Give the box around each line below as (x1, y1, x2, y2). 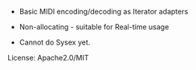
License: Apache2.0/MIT (7, 53, 89, 62)
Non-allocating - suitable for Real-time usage (18, 22, 169, 31)
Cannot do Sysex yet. (18, 37, 91, 47)
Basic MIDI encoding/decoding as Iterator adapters (18, 7, 189, 16)
